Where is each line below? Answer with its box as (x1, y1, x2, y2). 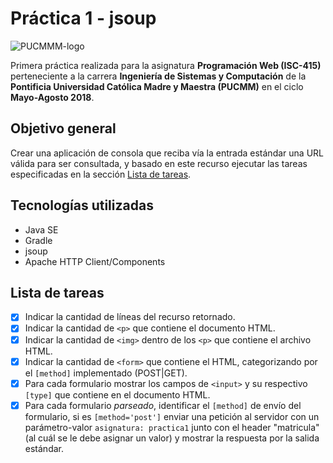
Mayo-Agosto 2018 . (10, 91, 95, 103)
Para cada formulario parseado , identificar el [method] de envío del (24, 399, 302, 411)
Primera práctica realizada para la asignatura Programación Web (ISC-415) (10, 59, 322, 71)
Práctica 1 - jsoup (10, 7, 157, 30)
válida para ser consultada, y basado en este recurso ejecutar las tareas (10, 157, 308, 169)
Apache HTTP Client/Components (24, 255, 166, 267)
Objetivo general (10, 120, 117, 137)
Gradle (24, 234, 53, 246)
